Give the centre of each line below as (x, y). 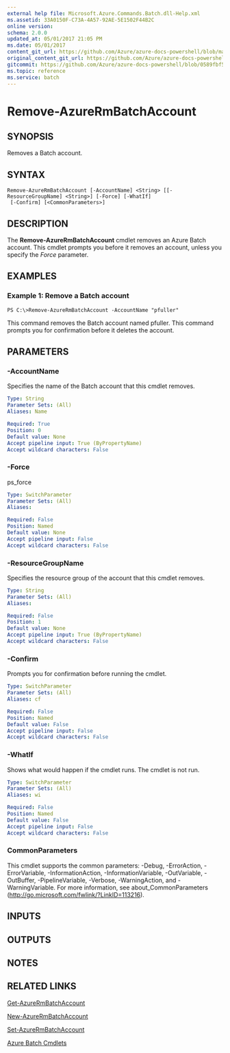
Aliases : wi (24, 795)
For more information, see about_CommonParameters (133, 887)
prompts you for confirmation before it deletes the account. (91, 330)
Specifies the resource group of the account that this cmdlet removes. (106, 578)
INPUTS (24, 917)
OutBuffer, (22, 880)
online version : (30, 26)
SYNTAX (26, 175)
